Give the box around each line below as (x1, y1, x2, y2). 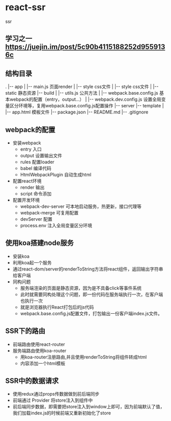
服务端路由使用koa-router (12, 347, 67, 353)
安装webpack (12, 139, 41, 146)
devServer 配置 (20, 216, 52, 222)
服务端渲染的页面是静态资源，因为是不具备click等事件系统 (20, 285, 142, 291)
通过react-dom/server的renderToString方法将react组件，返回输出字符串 (12, 266, 164, 272)
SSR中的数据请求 (5, 376, 59, 385)
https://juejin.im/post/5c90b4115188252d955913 (5, 43, 165, 51)
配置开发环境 (12, 197, 40, 203)
